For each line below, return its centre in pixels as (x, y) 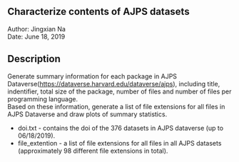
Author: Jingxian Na (37, 29)
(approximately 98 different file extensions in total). (93, 151)
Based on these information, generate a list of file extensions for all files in (116, 106)
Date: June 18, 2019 (36, 36)
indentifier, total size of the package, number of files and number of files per (119, 91)
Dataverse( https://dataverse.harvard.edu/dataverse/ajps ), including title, (114, 83)
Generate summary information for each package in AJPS (92, 76)
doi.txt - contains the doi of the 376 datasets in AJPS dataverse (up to (120, 128)
